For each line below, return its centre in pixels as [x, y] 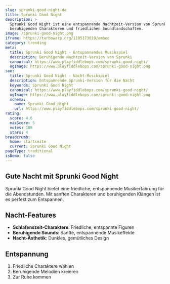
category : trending [26, 43]
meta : [11, 48]
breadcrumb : [18, 137]
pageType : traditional [29, 151]
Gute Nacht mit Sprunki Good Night [62, 176]
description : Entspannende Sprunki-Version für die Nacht [72, 80]
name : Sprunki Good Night [42, 104]
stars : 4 [19, 132]
